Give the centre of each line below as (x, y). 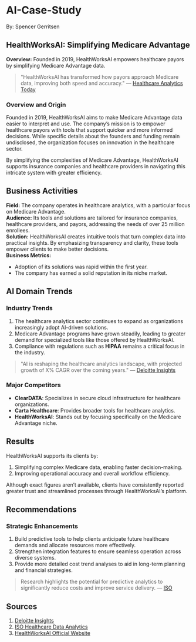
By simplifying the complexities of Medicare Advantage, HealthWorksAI (92, 160)
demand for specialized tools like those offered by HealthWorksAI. (94, 340)
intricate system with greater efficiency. (54, 173)
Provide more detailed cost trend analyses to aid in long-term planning (100, 564)
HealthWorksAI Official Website (53, 633)
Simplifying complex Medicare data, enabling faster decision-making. (99, 467)
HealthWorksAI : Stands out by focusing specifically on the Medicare (98, 417)
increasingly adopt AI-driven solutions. (61, 327)
